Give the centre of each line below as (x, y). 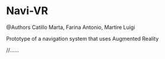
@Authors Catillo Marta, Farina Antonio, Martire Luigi (71, 27)
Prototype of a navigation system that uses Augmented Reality (82, 38)
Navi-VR (27, 11)
